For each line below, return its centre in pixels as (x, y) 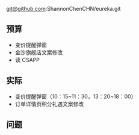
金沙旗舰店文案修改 (39, 52)
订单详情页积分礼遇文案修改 (49, 104)
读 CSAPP (27, 60)
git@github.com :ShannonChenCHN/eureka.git (63, 9)
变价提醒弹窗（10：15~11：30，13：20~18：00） (76, 96)
